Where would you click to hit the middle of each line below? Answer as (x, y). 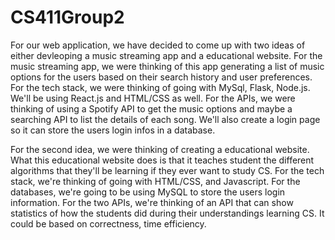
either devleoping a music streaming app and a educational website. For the (166, 55)
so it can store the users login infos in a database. (113, 130)
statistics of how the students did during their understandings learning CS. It (167, 213)
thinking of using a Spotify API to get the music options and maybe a (151, 108)
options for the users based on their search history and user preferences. (161, 77)
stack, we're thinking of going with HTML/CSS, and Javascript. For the (155, 181)
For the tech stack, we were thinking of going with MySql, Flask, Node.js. (160, 87)
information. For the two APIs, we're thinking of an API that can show (152, 202)
